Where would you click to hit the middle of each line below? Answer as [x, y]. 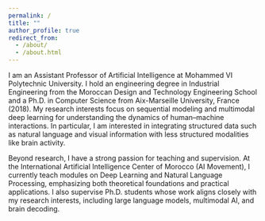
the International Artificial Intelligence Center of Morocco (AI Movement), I [129, 167]
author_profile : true [44, 30]
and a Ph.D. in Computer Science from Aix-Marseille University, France [124, 101]
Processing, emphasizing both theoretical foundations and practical [119, 183]
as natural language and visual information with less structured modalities [129, 134]
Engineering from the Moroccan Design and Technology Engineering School [133, 92]
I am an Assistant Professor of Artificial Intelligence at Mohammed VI [120, 75]
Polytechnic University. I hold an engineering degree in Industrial [114, 83]
